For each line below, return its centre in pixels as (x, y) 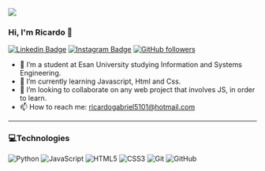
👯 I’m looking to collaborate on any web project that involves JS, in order (137, 90)
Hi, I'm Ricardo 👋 (41, 32)
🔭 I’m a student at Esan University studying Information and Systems (131, 65)
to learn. (33, 99)
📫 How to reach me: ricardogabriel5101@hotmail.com (107, 107)
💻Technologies (39, 139)
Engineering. (40, 73)
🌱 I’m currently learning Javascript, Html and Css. (100, 81)
